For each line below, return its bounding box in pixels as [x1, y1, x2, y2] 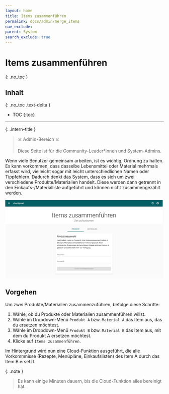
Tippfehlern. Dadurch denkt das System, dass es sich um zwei [5, 174, 135, 180]
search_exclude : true [5, 35, 51, 40]
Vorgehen [5, 288, 37, 297]
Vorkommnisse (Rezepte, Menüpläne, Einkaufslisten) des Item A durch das [5, 353, 160, 359]
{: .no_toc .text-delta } [5, 101, 51, 108]
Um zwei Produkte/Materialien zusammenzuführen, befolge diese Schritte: [5, 301, 160, 307]
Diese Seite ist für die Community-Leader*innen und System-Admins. [17, 148, 162, 154]
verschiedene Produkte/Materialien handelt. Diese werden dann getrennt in [5, 179, 161, 185]
